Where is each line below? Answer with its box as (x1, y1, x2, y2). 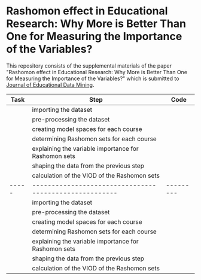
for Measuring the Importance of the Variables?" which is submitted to (6, 75, 179, 82)
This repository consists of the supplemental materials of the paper (6, 62, 172, 69)
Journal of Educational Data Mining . (6, 81, 95, 88)
